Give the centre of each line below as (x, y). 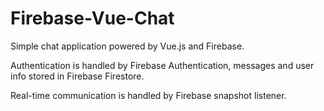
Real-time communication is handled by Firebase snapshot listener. (148, 95)
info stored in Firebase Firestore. (77, 76)
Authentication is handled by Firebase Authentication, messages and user (162, 65)
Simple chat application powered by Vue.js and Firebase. (127, 46)
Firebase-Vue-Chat (92, 18)
